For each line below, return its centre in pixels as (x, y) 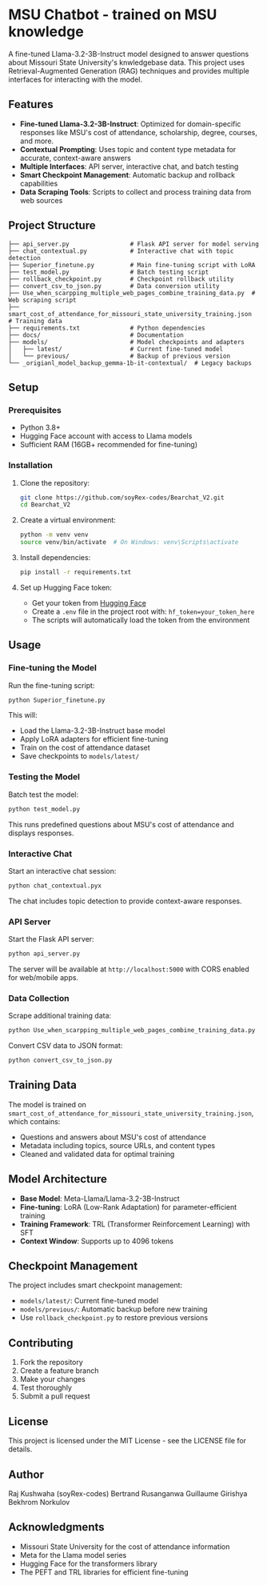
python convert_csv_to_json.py (60, 1061)
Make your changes (52, 1379)
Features (31, 104)
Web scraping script (43, 300)
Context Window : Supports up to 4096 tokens (97, 1241)
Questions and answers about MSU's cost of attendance (113, 1137)
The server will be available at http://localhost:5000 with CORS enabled (129, 969)
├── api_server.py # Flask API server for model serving (134, 244)
